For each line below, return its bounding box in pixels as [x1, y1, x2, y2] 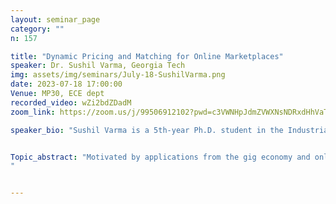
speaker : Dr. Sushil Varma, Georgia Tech [10, 61, 186, 71]
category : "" [10, 24, 65, 34]
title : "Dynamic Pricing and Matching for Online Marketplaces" [10, 51, 284, 61]
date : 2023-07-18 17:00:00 [10, 79, 123, 90]
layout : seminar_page [10, 14, 101, 25]
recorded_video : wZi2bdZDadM [10, 97, 132, 108]
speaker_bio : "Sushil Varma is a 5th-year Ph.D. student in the [10, 125, 284, 135]
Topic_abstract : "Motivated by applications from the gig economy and [10, 152, 311, 162]
